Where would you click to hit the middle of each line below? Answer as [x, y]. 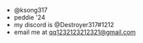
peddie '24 [29, 17]
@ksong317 [30, 10]
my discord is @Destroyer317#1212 [64, 25]
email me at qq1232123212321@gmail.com [75, 32]
